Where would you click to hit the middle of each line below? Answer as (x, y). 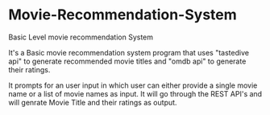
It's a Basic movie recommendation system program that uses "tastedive (129, 52)
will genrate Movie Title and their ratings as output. (93, 102)
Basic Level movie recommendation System (81, 37)
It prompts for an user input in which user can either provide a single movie (133, 85)
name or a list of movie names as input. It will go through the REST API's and (135, 93)
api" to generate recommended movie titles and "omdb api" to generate (127, 61)
